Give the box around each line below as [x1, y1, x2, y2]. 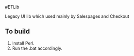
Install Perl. [12, 40, 35, 46]
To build [5, 28, 30, 36]
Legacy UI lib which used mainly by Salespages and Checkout [5, 14, 130, 19]
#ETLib [5, 4, 19, 10]
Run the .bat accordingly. [12, 45, 63, 51]
